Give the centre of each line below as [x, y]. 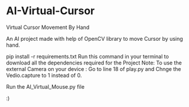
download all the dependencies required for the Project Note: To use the [94, 63]
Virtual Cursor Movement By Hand [48, 27]
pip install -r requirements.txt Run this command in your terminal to [88, 56]
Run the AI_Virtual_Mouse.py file [45, 86]
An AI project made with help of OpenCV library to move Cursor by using [94, 38]
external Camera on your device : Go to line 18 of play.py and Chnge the [94, 69]
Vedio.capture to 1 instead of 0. [44, 75]
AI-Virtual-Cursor [50, 11]
